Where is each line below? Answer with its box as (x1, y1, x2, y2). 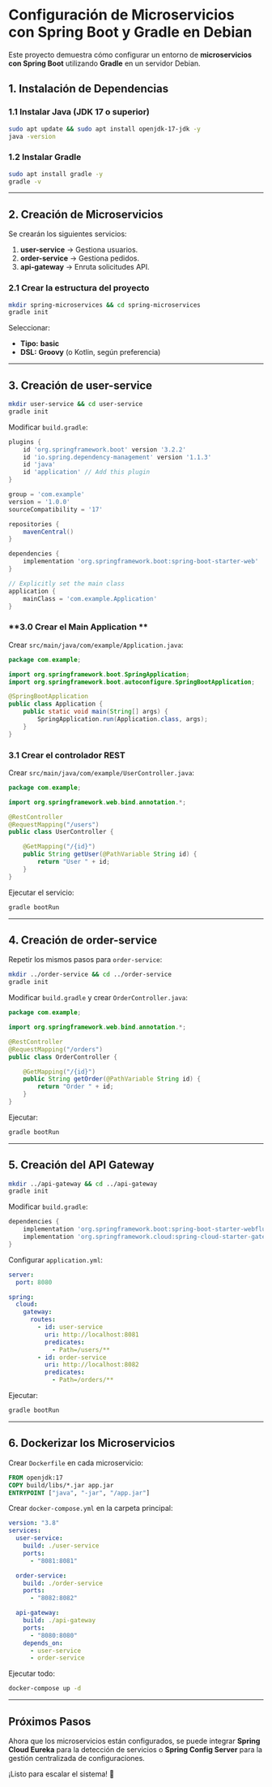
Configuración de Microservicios (8, 6, 235, 24)
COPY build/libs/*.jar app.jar (8, 1481, 114, 1489)
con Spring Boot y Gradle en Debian (8, 23, 253, 41)
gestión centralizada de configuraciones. (8, 1753, 146, 1763)
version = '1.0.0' (8, 498, 70, 506)
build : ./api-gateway (23, 1617, 96, 1625)
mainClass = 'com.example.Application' (23, 594, 158, 602)
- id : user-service (37, 1323, 104, 1332)
